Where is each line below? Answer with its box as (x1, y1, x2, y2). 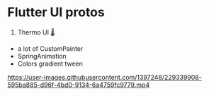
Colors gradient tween (17, 59, 84, 68)
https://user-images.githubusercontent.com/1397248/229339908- (7, 73, 202, 81)
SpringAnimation (17, 52, 67, 60)
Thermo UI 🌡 (17, 28, 55, 36)
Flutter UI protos (7, 4, 105, 20)
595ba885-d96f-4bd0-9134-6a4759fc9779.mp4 (7, 80, 150, 89)
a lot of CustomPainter (17, 44, 84, 53)
